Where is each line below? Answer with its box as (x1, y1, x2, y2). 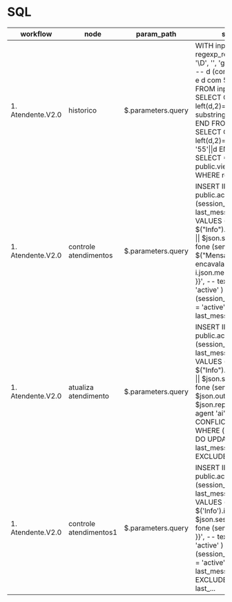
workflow (20, 29, 52, 39)
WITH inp (195, 41, 226, 50)
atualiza (68, 382, 95, 392)
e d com (195, 75, 222, 85)
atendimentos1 (68, 527, 117, 537)
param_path (135, 29, 177, 39)
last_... (195, 583, 216, 593)
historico (68, 105, 97, 115)
